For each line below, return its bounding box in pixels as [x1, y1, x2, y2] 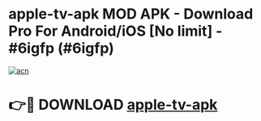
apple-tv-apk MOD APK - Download [8, 5, 254, 23]
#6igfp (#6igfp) [8, 40, 115, 57]
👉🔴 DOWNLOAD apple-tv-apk [8, 96, 218, 114]
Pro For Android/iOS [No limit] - [8, 22, 223, 40]
